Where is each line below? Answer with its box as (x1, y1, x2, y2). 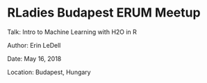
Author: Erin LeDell (7, 41, 61, 49)
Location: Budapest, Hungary (7, 68, 92, 76)
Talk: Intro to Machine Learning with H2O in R (7, 28, 138, 36)
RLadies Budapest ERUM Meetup (7, 5, 201, 21)
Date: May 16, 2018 (7, 54, 62, 63)
